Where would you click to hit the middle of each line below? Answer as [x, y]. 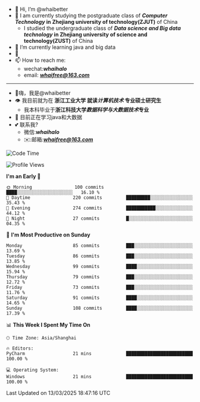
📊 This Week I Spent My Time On [48, 325]
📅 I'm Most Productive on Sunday [48, 235]
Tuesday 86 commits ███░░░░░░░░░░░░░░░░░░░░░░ [100, 256]
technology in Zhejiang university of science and [85, 35]
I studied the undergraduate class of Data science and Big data [102, 28]
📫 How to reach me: [40, 60]
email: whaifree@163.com [57, 75]
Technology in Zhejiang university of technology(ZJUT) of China [96, 22]
